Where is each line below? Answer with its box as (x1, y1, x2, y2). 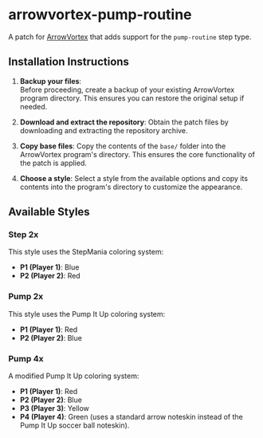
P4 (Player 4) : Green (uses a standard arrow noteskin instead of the (19, 412, 243, 422)
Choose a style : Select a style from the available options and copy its (19, 173, 249, 183)
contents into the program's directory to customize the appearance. (19, 182, 243, 191)
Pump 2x (8, 291, 44, 302)
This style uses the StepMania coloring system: (8, 247, 164, 257)
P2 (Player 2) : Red (19, 271, 81, 281)
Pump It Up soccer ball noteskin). (19, 420, 130, 430)
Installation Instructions (8, 55, 130, 69)
